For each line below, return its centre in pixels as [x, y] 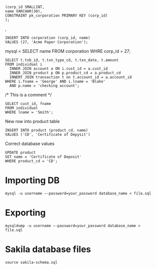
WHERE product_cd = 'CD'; [31, 161]
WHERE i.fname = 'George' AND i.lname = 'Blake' [55, 82]
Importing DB [32, 180]
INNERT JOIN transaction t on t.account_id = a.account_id [71, 77]
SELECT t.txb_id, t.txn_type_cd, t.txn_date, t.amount [62, 60]
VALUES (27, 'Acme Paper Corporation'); [47, 42]
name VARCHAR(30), [24, 11]
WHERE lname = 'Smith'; [29, 112]
